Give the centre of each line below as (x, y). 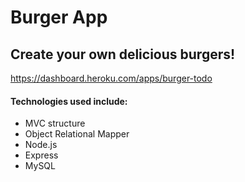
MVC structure (55, 123)
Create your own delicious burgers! (123, 54)
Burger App (59, 17)
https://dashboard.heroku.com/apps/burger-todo (111, 78)
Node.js (41, 145)
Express (41, 155)
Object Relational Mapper (77, 134)
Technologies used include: (69, 101)
